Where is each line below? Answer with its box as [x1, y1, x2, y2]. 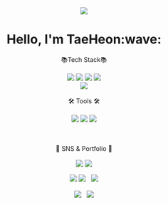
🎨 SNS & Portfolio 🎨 [56, 144, 112, 152]
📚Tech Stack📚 [61, 55, 107, 63]
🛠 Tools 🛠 [68, 96, 100, 105]
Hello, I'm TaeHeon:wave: [6, 31, 162, 48]
